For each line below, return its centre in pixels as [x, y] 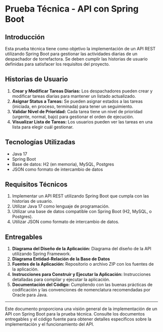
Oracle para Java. [30, 295]
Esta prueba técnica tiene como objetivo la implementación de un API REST [81, 49]
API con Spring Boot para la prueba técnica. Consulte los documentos [75, 314]
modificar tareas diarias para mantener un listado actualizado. [74, 96]
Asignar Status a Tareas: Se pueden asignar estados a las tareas [77, 101]
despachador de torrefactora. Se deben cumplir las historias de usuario [76, 59]
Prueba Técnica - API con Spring [72, 9]
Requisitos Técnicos [36, 185]
